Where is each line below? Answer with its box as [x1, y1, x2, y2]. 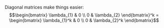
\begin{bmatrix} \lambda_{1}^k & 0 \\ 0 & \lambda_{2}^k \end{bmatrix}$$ [9, 17, 159, 23]
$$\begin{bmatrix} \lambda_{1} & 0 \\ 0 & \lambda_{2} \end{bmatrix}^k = [9, 12, 159, 18]
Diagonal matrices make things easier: [5, 4, 84, 10]
